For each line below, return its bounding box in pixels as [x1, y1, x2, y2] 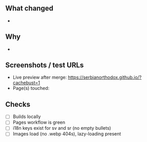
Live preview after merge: [12, 74, 67, 81]
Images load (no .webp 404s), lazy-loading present [12, 131, 121, 137]
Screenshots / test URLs [5, 61, 84, 69]
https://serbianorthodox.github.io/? [68, 74, 142, 81]
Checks [5, 100, 31, 109]
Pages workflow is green [12, 120, 66, 126]
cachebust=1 [12, 80, 40, 86]
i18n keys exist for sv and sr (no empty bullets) [12, 125, 111, 131]
